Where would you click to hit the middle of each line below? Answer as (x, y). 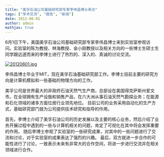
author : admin (20, 23)
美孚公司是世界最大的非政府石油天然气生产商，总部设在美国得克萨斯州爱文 (80, 91)
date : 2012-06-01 (23, 19)
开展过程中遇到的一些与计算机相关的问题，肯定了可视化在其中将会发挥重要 (84, 125)
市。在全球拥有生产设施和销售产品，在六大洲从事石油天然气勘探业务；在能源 (82, 97)
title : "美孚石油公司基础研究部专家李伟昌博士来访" (51, 10)
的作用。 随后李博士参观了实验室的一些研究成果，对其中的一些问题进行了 (78, 132)
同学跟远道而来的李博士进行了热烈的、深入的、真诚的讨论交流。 (69, 55)
